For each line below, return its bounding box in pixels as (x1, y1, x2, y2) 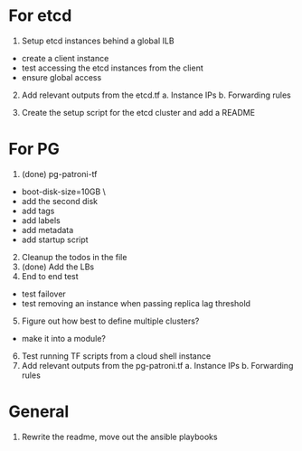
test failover (21, 288, 67, 299)
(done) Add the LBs (21, 261, 95, 272)
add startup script (21, 234, 89, 245)
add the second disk (21, 195, 99, 206)
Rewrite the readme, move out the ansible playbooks (21, 431, 218, 442)
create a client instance (21, 52, 109, 63)
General (8, 401, 70, 422)
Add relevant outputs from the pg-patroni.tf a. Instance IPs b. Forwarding (21, 360, 294, 371)
